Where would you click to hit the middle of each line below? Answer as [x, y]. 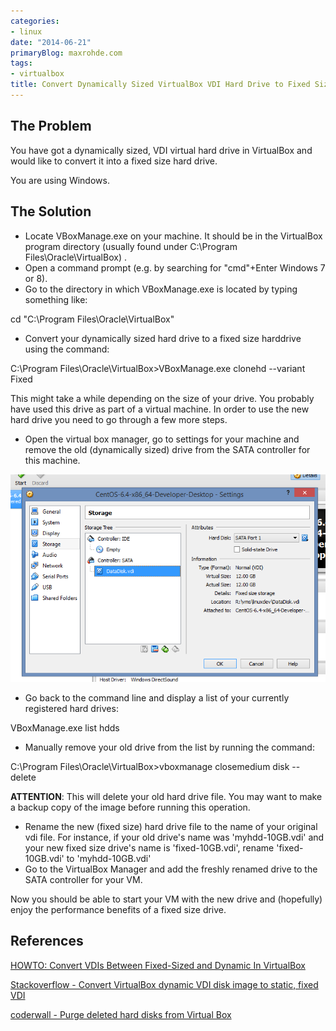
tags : [21, 63]
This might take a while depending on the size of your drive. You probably [162, 398]
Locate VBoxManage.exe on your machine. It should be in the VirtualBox [173, 236]
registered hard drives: [71, 708]
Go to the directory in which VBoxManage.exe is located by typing [161, 289]
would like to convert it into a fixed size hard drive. [114, 161]
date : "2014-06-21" [51, 42]
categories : [35, 21]
